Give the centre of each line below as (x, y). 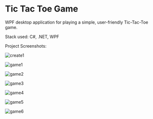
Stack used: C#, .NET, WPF (32, 37)
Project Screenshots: (26, 46)
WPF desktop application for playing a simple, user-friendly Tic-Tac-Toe (77, 22)
